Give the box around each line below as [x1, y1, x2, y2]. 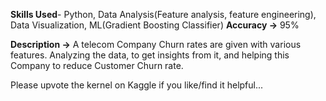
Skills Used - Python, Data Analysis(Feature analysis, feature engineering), [10, 9, 317, 20]
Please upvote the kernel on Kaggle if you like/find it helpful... [10, 79, 264, 91]
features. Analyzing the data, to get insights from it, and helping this [10, 49, 290, 61]
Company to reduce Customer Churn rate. [10, 60, 184, 71]
